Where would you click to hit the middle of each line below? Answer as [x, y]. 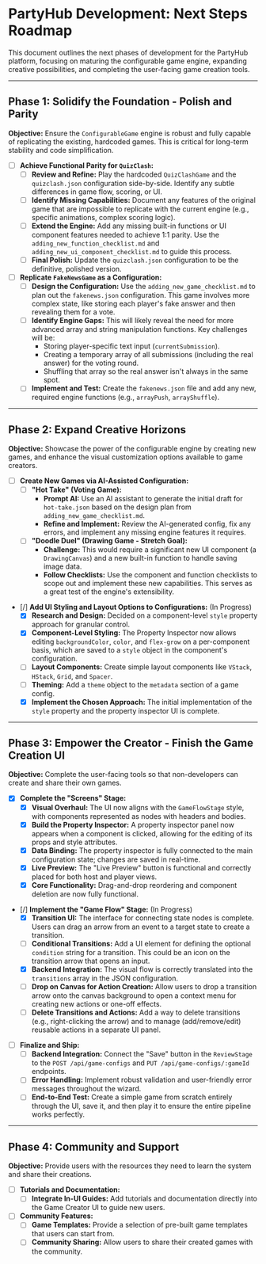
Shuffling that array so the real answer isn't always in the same [146, 371]
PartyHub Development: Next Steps [128, 14]
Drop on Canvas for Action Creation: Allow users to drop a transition [144, 986]
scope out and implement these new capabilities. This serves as [148, 584]
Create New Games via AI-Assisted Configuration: [104, 481]
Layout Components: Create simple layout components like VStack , [141, 667]
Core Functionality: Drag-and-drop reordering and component [134, 885]
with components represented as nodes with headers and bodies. [139, 816]
